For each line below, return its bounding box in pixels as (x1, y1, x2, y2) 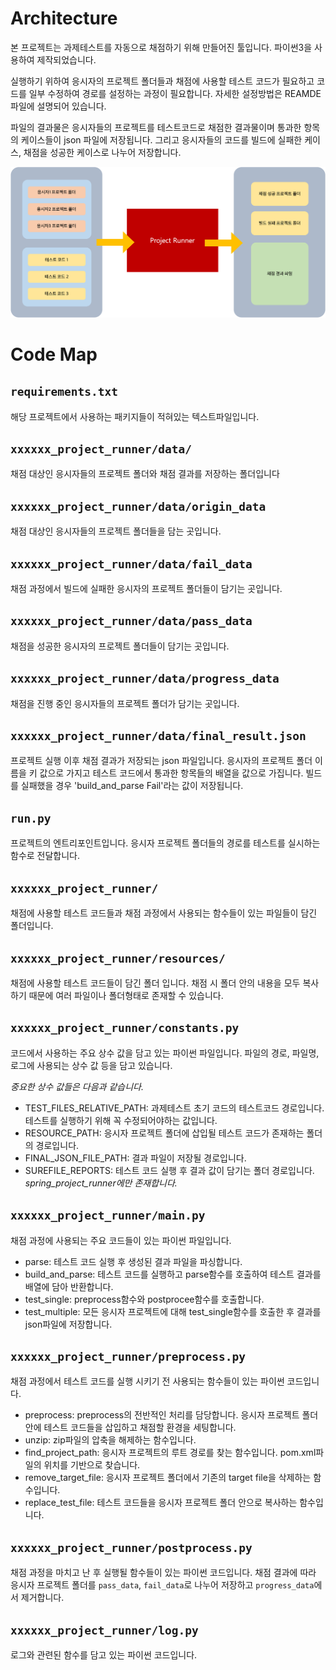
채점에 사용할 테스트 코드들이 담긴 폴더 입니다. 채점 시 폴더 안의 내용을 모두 (10, 977, 301, 989)
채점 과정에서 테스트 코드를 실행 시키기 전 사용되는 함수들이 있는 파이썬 (10, 1375, 285, 1387)
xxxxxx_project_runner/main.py (10, 1208, 206, 1223)
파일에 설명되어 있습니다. (10, 100, 107, 112)
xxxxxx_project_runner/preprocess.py (10, 1349, 246, 1364)
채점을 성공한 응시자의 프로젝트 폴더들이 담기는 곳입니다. (10, 640, 230, 652)
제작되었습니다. (36, 53, 97, 66)
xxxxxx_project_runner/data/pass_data (10, 614, 253, 629)
